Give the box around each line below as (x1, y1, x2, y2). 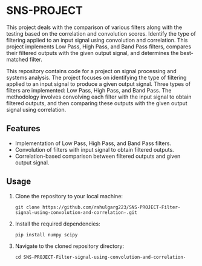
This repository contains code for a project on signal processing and (6, 67, 177, 74)
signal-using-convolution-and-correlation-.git (15, 209, 137, 215)
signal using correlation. (6, 106, 67, 113)
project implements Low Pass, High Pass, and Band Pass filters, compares (6, 43, 192, 50)
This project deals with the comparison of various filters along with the (6, 24, 183, 31)
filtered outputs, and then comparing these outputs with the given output (6, 99, 187, 106)
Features (6, 123, 41, 134)
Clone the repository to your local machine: (15, 192, 123, 199)
